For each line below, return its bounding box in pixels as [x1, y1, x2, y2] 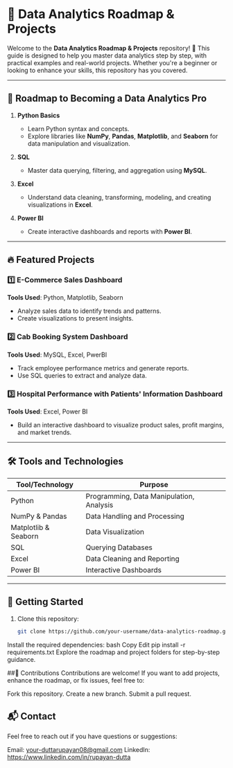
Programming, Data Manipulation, [85, 491, 195, 501]
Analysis [85, 500, 114, 509]
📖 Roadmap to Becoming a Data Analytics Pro [7, 93, 207, 105]
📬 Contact [7, 710, 56, 722]
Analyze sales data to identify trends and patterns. [17, 307, 162, 315]
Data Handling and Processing [85, 511, 185, 521]
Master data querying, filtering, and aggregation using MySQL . [27, 166, 207, 174]
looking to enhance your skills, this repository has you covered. [7, 66, 188, 74]
